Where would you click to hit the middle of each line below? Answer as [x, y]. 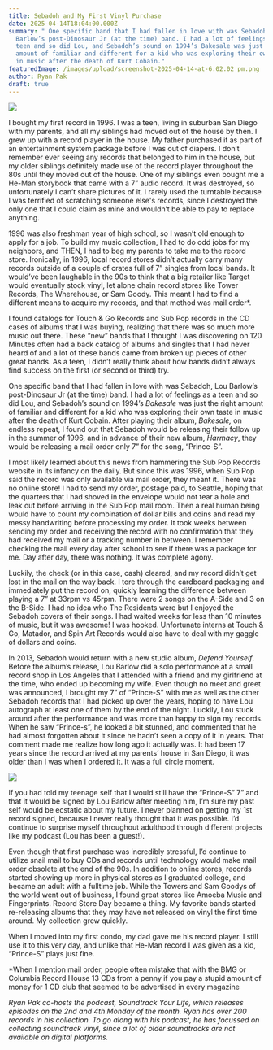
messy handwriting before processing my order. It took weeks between [128, 522]
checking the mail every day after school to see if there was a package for [133, 548]
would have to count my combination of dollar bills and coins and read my [132, 514]
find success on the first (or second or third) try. [89, 370]
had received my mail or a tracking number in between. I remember [121, 540]
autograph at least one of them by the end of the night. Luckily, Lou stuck [131, 709]
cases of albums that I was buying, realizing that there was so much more [132, 327]
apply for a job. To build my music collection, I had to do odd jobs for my [129, 242]
